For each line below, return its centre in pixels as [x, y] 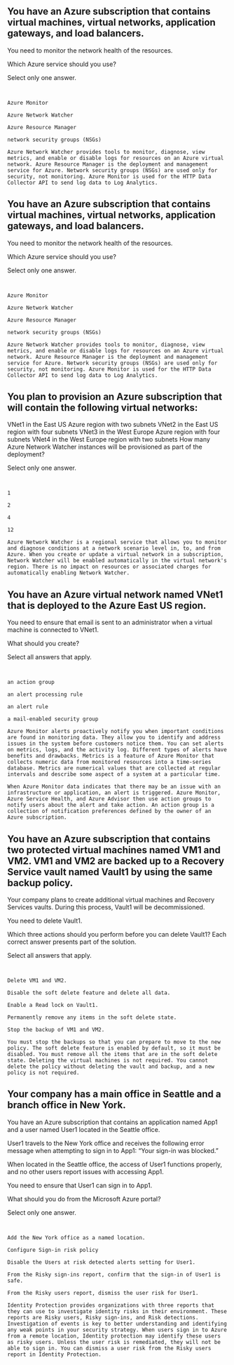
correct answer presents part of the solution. [72, 942]
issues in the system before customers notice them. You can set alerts [116, 744]
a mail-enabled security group [53, 719]
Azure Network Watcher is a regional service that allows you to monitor [117, 542]
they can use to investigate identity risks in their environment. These [117, 1311]
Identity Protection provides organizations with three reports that [111, 1305]
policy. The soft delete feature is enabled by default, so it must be [114, 1048]
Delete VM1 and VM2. [37, 981]
